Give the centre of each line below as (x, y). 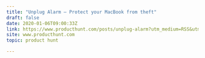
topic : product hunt (33, 40)
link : (13, 29)
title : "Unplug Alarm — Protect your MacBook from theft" (81, 12)
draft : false (23, 18)
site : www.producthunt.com (41, 35)
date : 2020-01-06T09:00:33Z (42, 23)
